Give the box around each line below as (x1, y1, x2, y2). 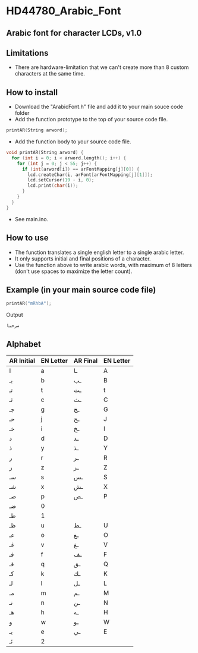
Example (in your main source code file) (6, 284, 156, 295)
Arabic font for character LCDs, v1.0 (6, 28, 142, 38)
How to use (6, 233, 49, 243)
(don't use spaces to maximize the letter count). (14, 268, 133, 275)
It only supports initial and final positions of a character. (14, 255, 151, 262)
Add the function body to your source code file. (14, 138, 131, 145)
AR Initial (9, 357, 36, 365)
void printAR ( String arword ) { (6, 150, 84, 156)
